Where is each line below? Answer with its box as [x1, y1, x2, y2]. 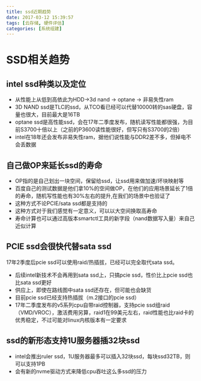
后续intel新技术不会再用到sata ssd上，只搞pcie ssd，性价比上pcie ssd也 [14, 271, 193, 278]
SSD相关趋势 [6, 53, 70, 67]
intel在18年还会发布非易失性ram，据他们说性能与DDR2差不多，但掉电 [14, 133, 186, 141]
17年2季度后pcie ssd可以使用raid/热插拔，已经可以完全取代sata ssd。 [6, 259, 178, 266]
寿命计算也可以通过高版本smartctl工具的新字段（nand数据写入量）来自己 [14, 215, 195, 222]
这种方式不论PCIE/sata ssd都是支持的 [14, 200, 108, 207]
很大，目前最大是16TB [25, 111, 80, 118]
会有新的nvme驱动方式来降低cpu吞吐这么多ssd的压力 [14, 367, 147, 375]
